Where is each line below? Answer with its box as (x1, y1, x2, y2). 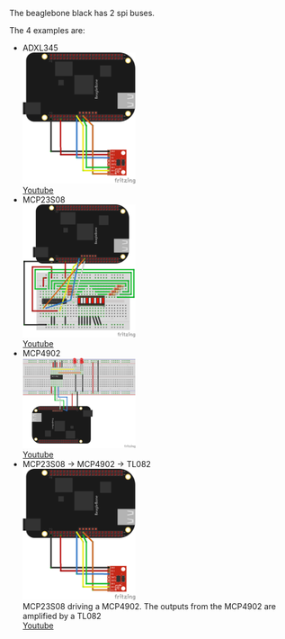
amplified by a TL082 (22, 610, 102, 621)
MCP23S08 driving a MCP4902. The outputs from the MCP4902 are (22, 600, 277, 611)
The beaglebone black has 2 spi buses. (9, 8, 156, 18)
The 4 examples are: (9, 25, 85, 35)
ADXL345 (22, 42, 58, 53)
